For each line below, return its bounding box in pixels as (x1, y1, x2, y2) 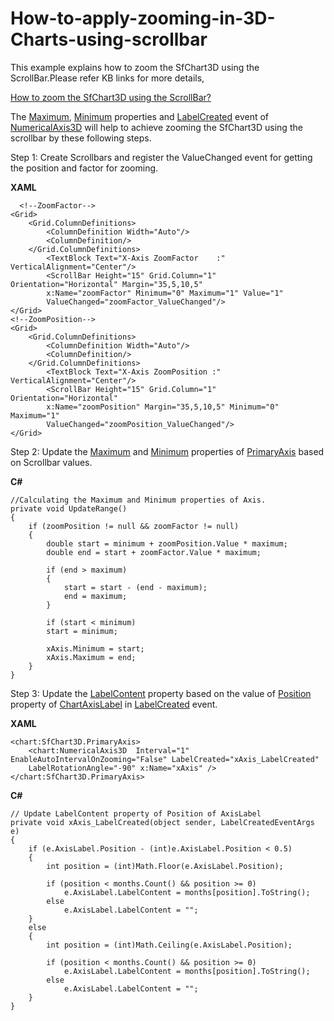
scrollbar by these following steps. (10, 132, 152, 144)
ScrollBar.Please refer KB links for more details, (10, 72, 205, 84)
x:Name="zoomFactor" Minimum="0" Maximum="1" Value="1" (46, 288, 284, 298)
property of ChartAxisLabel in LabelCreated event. (10, 698, 218, 710)
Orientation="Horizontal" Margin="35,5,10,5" (10, 279, 203, 289)
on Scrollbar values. (10, 456, 93, 468)
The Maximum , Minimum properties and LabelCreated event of (10, 110, 270, 122)
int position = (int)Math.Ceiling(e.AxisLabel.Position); (46, 940, 293, 950)
